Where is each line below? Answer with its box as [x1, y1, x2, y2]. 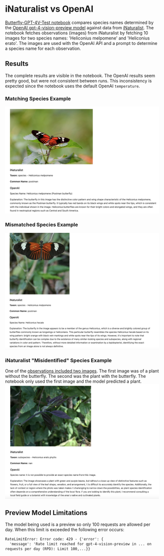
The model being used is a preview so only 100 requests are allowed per [5, 521, 150, 528]
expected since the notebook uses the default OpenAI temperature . [5, 83, 140, 89]
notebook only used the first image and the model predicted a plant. [5, 378, 142, 384]
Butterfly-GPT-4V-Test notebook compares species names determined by [5, 20, 154, 25]
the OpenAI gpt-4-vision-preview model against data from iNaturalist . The [5, 24, 154, 30]
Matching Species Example [5, 95, 71, 102]
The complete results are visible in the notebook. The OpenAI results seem [5, 72, 155, 79]
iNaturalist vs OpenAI [5, 3, 94, 15]
